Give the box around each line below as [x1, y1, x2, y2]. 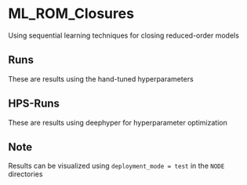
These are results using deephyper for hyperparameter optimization [8, 118, 227, 127]
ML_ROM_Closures [8, 5, 135, 23]
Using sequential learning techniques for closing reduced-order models [8, 31, 239, 40]
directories [8, 169, 43, 179]
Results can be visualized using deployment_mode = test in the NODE [8, 161, 225, 171]
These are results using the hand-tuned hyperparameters [8, 74, 194, 83]
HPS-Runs [8, 97, 60, 111]
